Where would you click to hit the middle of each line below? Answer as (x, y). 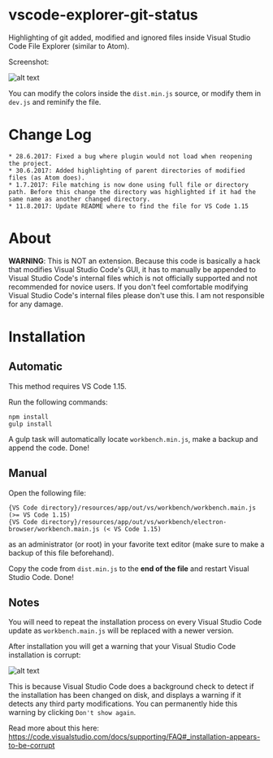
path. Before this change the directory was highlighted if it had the (132, 192)
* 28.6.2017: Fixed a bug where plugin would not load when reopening (130, 156)
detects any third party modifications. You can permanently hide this (123, 704)
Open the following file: (48, 492)
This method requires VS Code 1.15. (68, 386)
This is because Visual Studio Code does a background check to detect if (131, 687)
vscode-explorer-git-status (104, 15)
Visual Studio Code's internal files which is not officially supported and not (133, 278)
